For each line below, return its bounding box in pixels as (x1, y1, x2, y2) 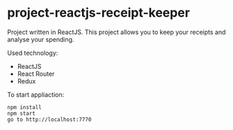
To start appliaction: (7, 90, 65, 99)
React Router (17, 70, 55, 78)
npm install (7, 104, 42, 111)
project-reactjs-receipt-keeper (7, 5, 190, 21)
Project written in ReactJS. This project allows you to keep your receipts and (7, 28, 226, 36)
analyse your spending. (7, 35, 74, 43)
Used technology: (7, 49, 58, 57)
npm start (7, 110, 36, 117)
